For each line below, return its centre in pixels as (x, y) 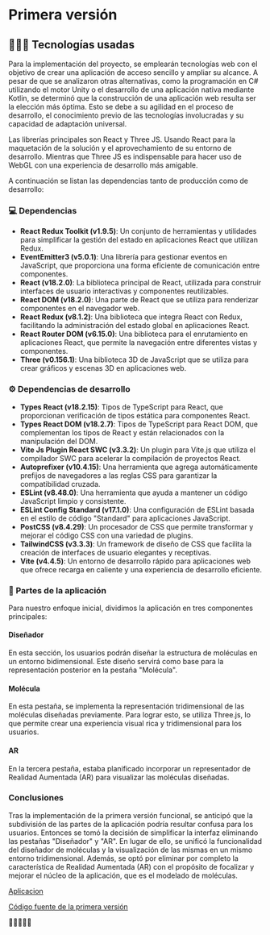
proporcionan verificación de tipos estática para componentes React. (135, 415)
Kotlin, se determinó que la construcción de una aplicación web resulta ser (132, 98)
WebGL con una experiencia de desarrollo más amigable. (103, 165)
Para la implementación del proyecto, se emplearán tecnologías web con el (133, 64)
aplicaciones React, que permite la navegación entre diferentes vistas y (139, 343)
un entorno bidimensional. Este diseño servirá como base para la (116, 662)
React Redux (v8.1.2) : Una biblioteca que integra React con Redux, (131, 317)
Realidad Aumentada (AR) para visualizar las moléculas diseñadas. (119, 777)
